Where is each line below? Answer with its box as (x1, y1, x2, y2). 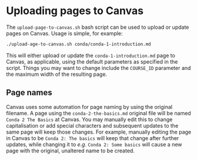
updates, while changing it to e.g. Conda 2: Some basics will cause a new (6, 141, 182, 148)
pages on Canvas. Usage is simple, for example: (6, 29, 123, 36)
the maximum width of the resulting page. (6, 71, 108, 78)
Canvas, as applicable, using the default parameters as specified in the (6, 58, 178, 65)
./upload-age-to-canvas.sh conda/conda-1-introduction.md (6, 41, 151, 47)
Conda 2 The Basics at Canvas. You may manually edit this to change (6, 116, 173, 123)
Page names (6, 88, 52, 98)
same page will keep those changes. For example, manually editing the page (6, 128, 192, 135)
